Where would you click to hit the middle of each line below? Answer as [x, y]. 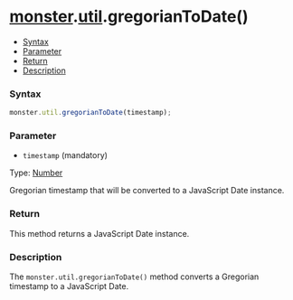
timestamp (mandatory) [65, 155]
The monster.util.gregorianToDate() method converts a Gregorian [134, 277]
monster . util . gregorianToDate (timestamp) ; [90, 113]
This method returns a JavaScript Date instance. [99, 233]
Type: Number [36, 173]
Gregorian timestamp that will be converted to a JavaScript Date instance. [147, 191]
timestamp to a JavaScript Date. [69, 286]
